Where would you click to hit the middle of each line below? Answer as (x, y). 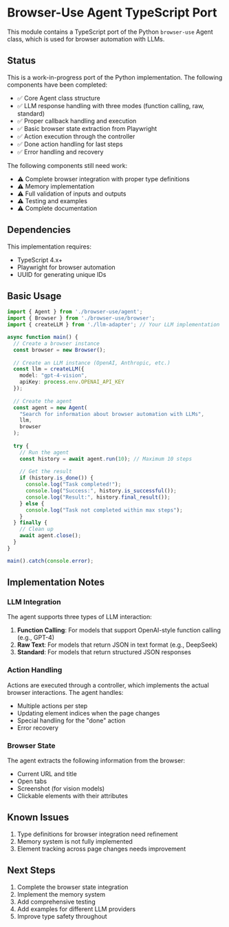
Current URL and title (47, 773)
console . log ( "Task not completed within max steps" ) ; (104, 510)
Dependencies (39, 230)
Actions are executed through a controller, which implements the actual (108, 685)
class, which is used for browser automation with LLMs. (86, 39)
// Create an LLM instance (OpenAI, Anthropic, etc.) (92, 363)
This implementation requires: (49, 247)
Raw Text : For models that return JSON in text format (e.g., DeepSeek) (117, 645)
